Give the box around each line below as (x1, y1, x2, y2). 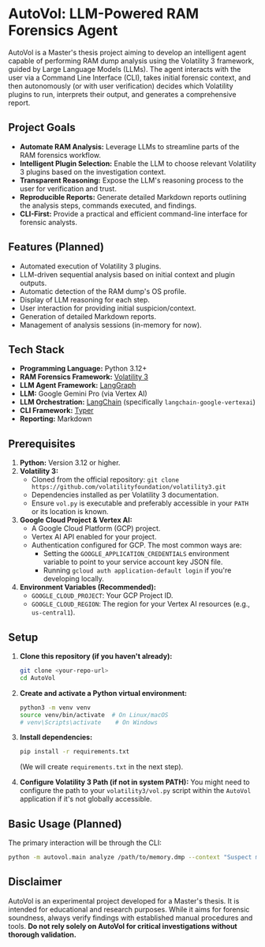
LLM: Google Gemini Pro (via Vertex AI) (19, 389, 147, 399)
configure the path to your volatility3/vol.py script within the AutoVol (19, 786, 252, 795)
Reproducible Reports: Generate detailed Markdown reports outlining (19, 192, 247, 201)
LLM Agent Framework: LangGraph (19, 381, 136, 390)
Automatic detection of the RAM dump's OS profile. (19, 286, 187, 296)
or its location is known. (31, 507, 109, 517)
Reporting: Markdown (19, 414, 92, 423)
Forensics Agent (8, 21, 118, 39)
